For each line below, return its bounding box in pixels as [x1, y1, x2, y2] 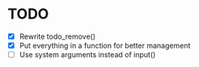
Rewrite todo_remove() [19, 31, 96, 41]
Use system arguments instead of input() [19, 50, 156, 60]
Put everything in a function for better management [19, 41, 191, 50]
